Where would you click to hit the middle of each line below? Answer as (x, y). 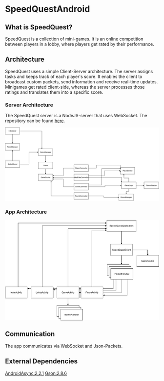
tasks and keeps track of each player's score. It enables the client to (74, 76)
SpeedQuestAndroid (48, 9)
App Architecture (26, 212)
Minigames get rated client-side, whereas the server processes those (75, 87)
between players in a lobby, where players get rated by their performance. (80, 44)
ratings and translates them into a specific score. (54, 92)
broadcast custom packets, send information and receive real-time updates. (82, 81)
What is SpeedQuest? (39, 27)
